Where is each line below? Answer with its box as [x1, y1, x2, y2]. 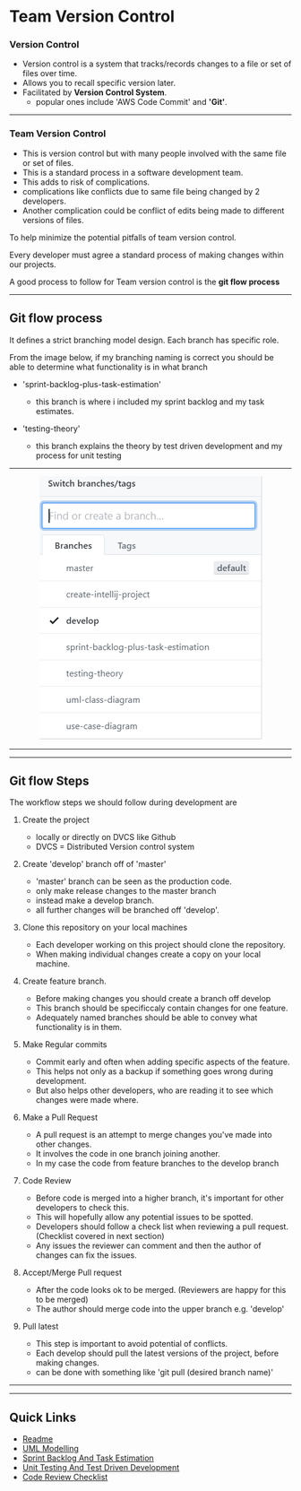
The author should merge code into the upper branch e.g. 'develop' [35, 1304, 285, 1314]
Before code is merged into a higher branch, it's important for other [35, 1192, 285, 1203]
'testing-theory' [21, 423, 81, 434]
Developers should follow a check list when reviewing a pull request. [35, 1221, 289, 1232]
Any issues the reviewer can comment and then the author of [35, 1240, 262, 1252]
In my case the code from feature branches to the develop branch [35, 1158, 279, 1169]
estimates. [35, 405, 74, 416]
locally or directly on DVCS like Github [35, 832, 176, 843]
